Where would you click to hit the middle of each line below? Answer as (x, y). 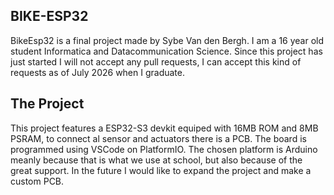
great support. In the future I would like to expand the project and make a (161, 170)
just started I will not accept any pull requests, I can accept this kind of (156, 61)
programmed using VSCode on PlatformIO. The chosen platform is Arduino (164, 149)
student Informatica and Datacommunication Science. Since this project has (166, 51)
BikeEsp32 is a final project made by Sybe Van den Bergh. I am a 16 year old (167, 40)
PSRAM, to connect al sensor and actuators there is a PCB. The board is (158, 138)
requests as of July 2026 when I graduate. (98, 72)
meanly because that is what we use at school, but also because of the (156, 160)
